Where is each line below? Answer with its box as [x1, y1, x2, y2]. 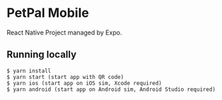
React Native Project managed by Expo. [6, 28, 122, 37]
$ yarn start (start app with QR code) [6, 73, 124, 80]
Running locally [6, 49, 77, 61]
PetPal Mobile [6, 5, 89, 21]
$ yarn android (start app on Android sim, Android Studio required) [6, 86, 216, 93]
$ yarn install [6, 67, 52, 75]
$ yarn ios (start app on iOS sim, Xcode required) [6, 80, 162, 87]
